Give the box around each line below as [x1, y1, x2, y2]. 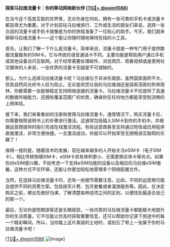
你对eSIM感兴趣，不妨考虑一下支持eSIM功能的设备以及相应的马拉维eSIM [5, 160, 157, 166]
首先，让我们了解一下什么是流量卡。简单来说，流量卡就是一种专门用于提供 [5, 46, 160, 51]
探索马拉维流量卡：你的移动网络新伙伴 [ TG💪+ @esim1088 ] [5, 5, 128, 11]
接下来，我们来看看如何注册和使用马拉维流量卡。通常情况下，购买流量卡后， [5, 111, 165, 117]
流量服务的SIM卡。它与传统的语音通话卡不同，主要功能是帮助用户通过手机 [9, 52, 164, 58]
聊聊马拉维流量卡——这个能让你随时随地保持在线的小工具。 [5, 35, 130, 40]
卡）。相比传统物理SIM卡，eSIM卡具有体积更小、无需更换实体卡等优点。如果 [5, 154, 163, 159]
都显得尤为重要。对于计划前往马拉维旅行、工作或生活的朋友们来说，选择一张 [5, 22, 165, 28]
